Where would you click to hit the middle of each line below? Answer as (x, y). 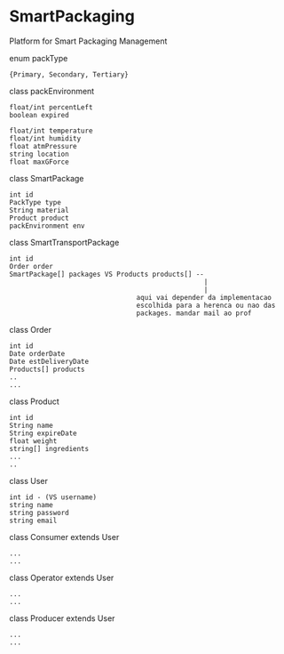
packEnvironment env (47, 226)
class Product (34, 401)
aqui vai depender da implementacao (204, 297)
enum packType (39, 58)
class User (29, 480)
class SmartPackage (47, 178)
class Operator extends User (62, 577)
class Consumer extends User (64, 537)
